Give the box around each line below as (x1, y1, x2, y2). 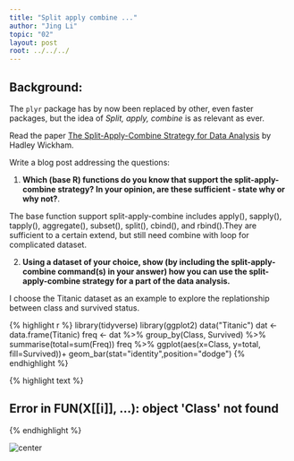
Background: (9, 80, 83, 95)
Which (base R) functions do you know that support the (21, 174, 233, 184)
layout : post (9, 38, 58, 47)
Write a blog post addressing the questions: (9, 157, 170, 167)
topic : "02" (9, 30, 54, 38)
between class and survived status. (9, 302, 140, 313)
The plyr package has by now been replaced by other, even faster (9, 103, 254, 114)
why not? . (21, 193, 61, 204)
